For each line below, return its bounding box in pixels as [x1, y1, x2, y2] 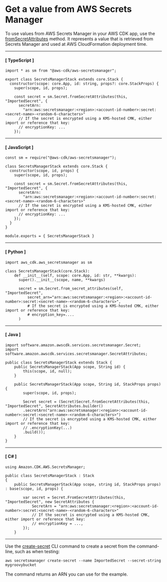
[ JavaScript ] [5, 144, 34, 150]
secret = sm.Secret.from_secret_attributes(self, [18, 286, 123, 291]
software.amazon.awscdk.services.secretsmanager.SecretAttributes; [5, 351, 148, 356]
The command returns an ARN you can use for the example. [5, 571, 128, 577]
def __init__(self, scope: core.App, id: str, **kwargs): [14, 273, 137, 278]
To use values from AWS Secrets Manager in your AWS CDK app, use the [5, 30, 156, 36]
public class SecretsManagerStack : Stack [5, 473, 94, 478]
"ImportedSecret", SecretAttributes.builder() [5, 403, 103, 408]
